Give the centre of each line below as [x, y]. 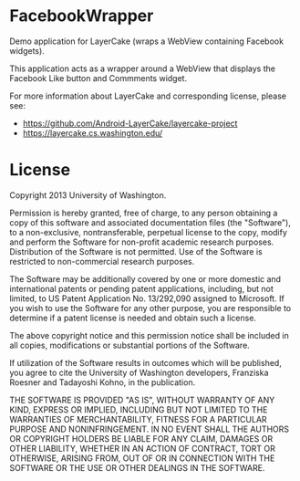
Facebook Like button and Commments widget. [98, 78]
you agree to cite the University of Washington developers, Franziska [139, 372]
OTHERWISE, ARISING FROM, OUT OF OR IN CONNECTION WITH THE [142, 458]
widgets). [27, 50]
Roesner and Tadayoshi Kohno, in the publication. [103, 382]
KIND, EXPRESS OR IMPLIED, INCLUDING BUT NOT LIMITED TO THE [139, 409]
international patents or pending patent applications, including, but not [141, 288]
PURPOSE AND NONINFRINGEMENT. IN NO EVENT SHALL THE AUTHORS [150, 429]
